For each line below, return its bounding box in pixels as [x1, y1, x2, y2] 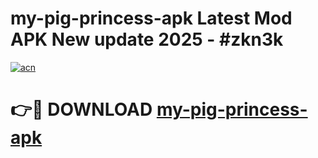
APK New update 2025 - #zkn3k [10, 28, 284, 51]
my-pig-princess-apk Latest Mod [10, 7, 293, 30]
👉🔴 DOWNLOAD [10, 98, 153, 121]
